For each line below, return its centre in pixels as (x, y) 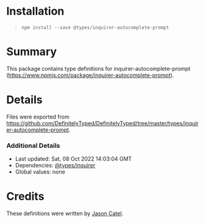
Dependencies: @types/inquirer (55, 166)
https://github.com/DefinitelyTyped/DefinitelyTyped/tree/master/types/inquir (103, 123)
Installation (35, 11)
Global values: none (40, 172)
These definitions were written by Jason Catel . (65, 214)
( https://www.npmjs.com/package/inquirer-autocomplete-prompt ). (90, 75)
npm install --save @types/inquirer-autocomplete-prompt (95, 27)
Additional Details (33, 145)
